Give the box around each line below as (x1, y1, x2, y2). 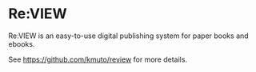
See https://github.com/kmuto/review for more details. (8, 55, 188, 64)
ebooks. (8, 39, 35, 48)
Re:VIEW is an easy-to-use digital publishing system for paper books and (8, 31, 250, 40)
